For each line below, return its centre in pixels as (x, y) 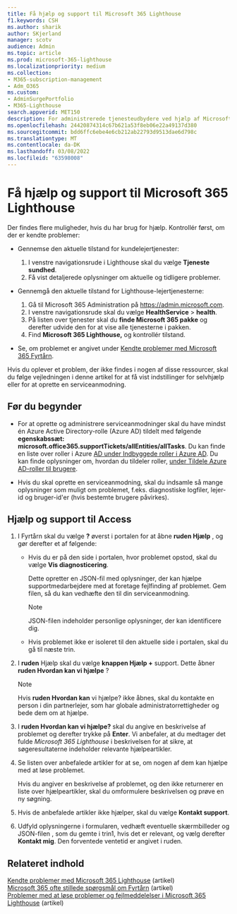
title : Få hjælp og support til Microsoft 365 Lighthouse (94, 14)
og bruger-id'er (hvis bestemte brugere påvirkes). (97, 497)
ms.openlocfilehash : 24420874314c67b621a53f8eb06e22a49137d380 (102, 125)
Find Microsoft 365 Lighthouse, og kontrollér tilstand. (107, 334)
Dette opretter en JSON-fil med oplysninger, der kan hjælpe (115, 578)
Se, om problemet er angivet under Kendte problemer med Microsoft (117, 348)
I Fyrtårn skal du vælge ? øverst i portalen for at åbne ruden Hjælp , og (120, 536)
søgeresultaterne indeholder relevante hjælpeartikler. (95, 749)
